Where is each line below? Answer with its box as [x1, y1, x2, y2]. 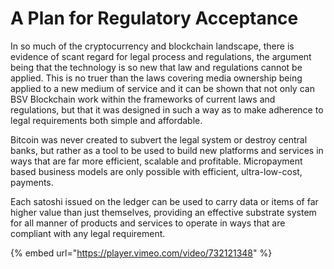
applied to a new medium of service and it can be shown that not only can [10, 82, 315, 94]
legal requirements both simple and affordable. [10, 114, 203, 126]
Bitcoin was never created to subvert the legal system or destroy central [10, 133, 308, 146]
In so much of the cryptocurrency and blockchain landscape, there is [10, 40, 295, 52]
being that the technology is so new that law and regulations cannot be [10, 61, 303, 73]
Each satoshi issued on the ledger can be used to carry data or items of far [10, 195, 319, 207]
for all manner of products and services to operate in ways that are [10, 217, 286, 229]
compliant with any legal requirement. [10, 227, 166, 239]
